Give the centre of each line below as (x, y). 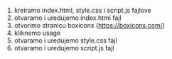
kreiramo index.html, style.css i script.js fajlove (82, 10)
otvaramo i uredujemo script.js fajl (64, 48)
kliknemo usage (37, 33)
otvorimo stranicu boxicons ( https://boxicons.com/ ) (90, 25)
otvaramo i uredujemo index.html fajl (68, 18)
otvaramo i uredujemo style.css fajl (65, 41)
